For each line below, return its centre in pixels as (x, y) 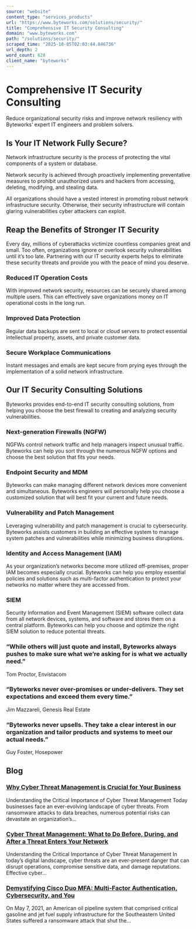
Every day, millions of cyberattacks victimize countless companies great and (98, 244)
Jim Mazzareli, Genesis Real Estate (48, 709)
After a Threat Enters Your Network (57, 842)
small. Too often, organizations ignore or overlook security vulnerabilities (94, 250)
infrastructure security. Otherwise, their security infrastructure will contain (96, 205)
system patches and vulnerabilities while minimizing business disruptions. (95, 538)
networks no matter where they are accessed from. (68, 584)
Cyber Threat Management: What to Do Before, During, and (92, 834)
